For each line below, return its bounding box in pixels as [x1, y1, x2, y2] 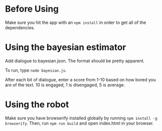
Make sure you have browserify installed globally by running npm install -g [5, 115, 158, 121]
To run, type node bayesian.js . [5, 67, 67, 73]
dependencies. [5, 24, 35, 30]
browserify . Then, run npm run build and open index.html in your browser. [5, 120, 154, 126]
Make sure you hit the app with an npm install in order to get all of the [5, 19, 146, 25]
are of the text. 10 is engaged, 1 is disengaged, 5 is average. [5, 82, 125, 88]
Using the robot [5, 99, 69, 110]
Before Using [5, 3, 59, 15]
